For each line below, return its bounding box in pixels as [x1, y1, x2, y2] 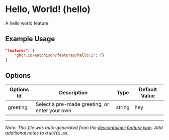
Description [59, 89, 88, 96]
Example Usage [5, 35, 55, 43]
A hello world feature [5, 20, 49, 26]
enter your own [35, 107, 72, 114]
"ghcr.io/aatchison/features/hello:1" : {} [14, 53, 105, 58]
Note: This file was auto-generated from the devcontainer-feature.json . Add [5, 124, 163, 131]
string [116, 104, 130, 111]
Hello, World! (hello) [5, 4, 91, 15]
